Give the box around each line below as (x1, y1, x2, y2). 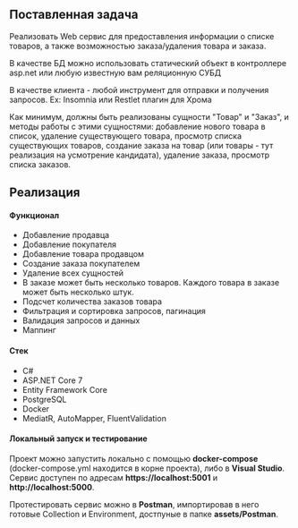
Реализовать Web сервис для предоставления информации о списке (9, 30, 275, 41)
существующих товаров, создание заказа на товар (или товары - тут (9, 140, 274, 150)
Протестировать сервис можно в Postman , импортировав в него (9, 498, 260, 509)
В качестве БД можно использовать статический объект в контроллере (9, 57, 287, 68)
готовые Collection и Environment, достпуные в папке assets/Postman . (9, 508, 279, 519)
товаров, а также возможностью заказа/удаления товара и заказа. (9, 40, 267, 51)
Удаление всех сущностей (21, 268, 123, 278)
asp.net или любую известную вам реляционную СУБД (9, 67, 222, 78)
